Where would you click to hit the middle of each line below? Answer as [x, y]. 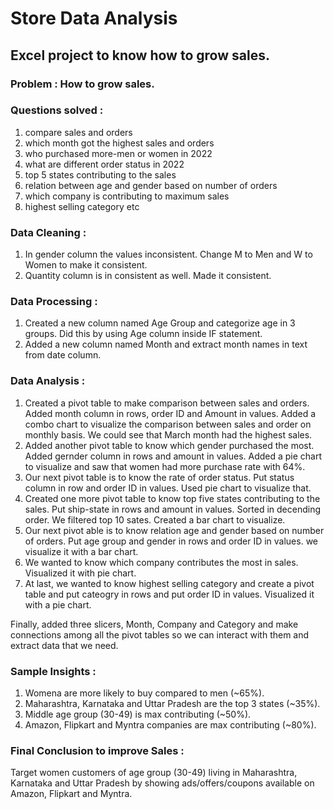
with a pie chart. [58, 604]
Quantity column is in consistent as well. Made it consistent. [148, 276]
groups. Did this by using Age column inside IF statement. [143, 334]
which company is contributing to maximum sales [127, 196]
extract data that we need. [64, 645]
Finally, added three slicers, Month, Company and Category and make [154, 624]
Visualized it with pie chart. [80, 573]
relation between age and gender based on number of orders [151, 185]
